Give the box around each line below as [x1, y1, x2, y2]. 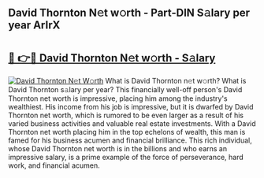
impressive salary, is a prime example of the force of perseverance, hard [8, 153, 244, 161]
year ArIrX [8, 19, 61, 32]
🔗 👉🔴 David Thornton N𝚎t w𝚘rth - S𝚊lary [8, 51, 216, 65]
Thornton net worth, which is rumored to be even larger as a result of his [8, 110, 244, 120]
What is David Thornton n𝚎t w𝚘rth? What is [105, 76, 247, 85]
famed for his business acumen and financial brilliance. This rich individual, [8, 135, 252, 145]
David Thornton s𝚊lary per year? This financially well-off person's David [8, 85, 243, 94]
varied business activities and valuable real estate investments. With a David [8, 119, 256, 128]
